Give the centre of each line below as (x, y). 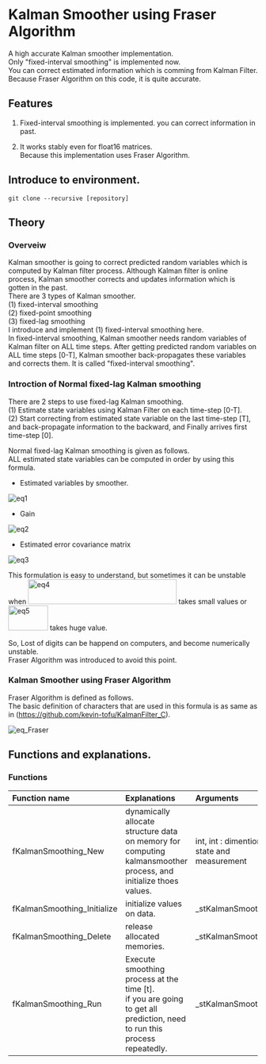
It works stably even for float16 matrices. (86, 146)
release (139, 926)
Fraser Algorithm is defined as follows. (71, 697)
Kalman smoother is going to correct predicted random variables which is (128, 263)
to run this (144, 1028)
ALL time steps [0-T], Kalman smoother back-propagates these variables (127, 355)
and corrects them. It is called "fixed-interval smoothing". (102, 363)
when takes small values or (128, 601)
